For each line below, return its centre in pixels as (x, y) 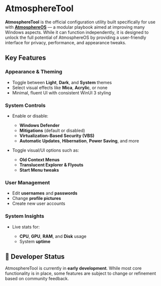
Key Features (26, 58)
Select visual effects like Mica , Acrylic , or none (60, 88)
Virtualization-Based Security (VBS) (57, 135)
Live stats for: (26, 227)
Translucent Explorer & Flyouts (51, 165)
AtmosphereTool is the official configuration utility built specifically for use (80, 22)
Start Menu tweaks (39, 170)
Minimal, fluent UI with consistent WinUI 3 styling (61, 92)
